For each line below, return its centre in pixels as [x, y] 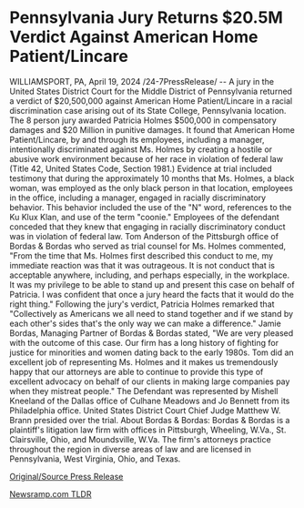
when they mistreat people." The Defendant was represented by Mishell [144, 391]
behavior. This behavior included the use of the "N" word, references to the [151, 207]
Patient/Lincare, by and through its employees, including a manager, [137, 139]
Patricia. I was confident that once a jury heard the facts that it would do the [152, 294]
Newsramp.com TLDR [51, 493]
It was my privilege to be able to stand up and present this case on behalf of [152, 284]
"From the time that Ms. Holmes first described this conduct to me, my [142, 255]
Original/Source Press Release [66, 476]
